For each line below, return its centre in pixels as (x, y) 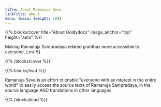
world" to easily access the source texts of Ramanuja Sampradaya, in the (78, 85)
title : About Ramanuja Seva (33, 9)
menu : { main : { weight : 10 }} (33, 18)
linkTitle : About (22, 14)
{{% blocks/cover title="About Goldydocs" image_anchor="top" (68, 32)
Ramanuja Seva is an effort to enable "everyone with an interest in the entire (81, 80)
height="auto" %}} (23, 37)
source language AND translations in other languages (58, 91)
